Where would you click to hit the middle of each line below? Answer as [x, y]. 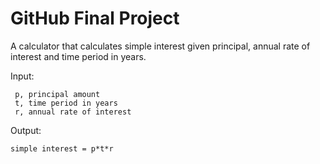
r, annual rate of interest [73, 112]
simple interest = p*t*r [62, 148]
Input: [22, 76]
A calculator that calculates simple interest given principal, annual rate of [160, 46]
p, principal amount [57, 94]
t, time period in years [66, 103]
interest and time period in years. [78, 56]
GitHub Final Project [95, 18]
